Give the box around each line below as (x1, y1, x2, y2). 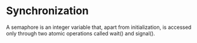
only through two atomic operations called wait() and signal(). (6, 29, 155, 37)
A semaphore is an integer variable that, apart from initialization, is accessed (6, 24, 192, 31)
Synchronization (6, 4, 89, 18)
